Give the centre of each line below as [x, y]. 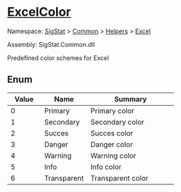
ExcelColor [39, 12]
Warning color [113, 155]
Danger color [112, 144]
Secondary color [117, 122]
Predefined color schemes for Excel [58, 58]
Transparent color [119, 178]
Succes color [112, 133]
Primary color [112, 111]
